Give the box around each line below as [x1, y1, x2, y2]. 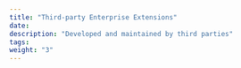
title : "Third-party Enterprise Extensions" [9, 12, 178, 22]
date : [9, 21, 29, 30]
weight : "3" [9, 46, 54, 55]
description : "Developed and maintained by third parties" [9, 29, 234, 38]
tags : [9, 37, 29, 47]
